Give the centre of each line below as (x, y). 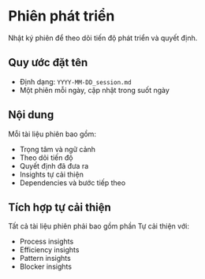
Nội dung (31, 115)
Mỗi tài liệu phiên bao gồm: (52, 134)
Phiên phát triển (61, 16)
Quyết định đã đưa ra (54, 166)
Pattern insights (45, 259)
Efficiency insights (49, 250)
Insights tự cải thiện (52, 174)
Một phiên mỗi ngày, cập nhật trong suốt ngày (94, 90)
